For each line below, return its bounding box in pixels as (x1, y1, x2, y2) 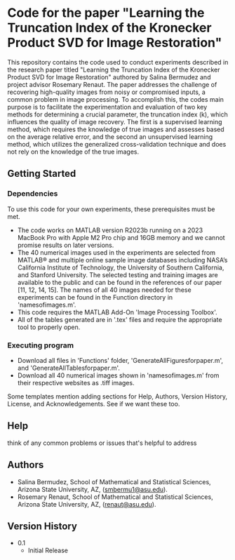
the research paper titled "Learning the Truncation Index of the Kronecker (7, 65, 220, 74)
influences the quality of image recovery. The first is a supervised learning (7, 117, 222, 126)
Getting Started (7, 168, 76, 180)
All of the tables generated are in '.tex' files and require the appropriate (17, 315, 222, 324)
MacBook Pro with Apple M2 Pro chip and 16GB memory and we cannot (17, 233, 226, 241)
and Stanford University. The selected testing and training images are (17, 270, 219, 279)
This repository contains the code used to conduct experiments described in (7, 58, 229, 66)
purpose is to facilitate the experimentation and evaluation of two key (7, 102, 208, 111)
